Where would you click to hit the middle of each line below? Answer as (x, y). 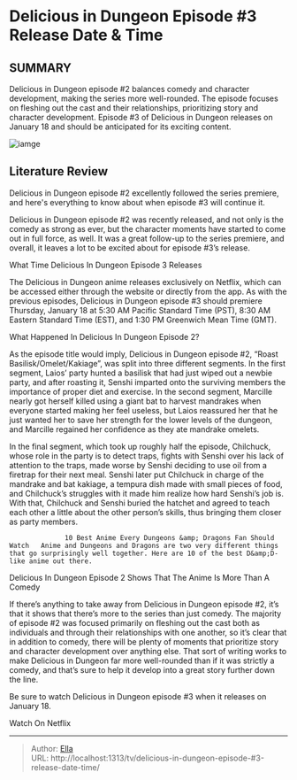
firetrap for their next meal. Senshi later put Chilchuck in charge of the (137, 475)
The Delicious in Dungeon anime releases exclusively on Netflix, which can (145, 282)
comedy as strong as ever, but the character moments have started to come (148, 228)
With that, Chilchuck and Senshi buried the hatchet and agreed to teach (140, 503)
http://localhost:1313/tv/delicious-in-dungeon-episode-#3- (158, 758)
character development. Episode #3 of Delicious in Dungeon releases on (141, 117)
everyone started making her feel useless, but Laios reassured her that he (144, 410)
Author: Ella (52, 748)
